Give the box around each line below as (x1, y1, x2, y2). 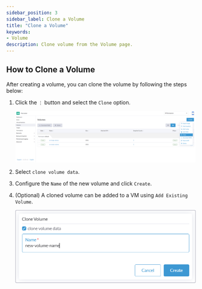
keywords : (6, 29, 31, 35)
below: (6, 87, 23, 94)
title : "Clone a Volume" (6, 22, 69, 28)
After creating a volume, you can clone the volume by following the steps (6, 80, 188, 87)
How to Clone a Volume (6, 65, 95, 75)
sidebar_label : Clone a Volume (6, 16, 85, 22)
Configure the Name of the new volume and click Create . (14, 180, 152, 187)
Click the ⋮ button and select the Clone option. (14, 98, 131, 106)
